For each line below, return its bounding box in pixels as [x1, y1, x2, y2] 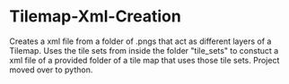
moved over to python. [9, 64, 93, 75]
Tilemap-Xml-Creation [9, 6, 181, 27]
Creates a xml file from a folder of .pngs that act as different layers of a [9, 36, 272, 46]
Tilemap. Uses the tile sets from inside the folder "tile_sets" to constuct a [9, 45, 279, 55]
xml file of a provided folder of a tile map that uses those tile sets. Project [9, 55, 280, 65]
